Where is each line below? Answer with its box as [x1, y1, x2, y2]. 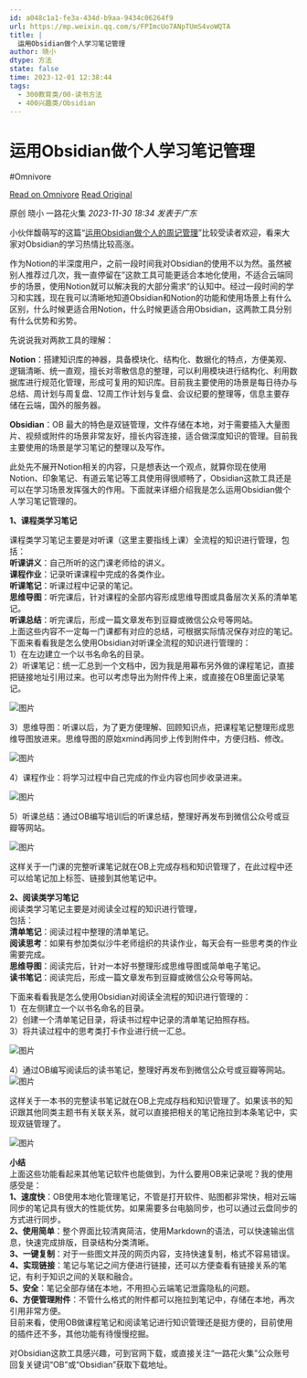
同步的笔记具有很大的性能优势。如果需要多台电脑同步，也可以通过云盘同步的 [9, 1203, 298, 1214]
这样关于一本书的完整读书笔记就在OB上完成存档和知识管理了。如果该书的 [9, 1096, 285, 1107]
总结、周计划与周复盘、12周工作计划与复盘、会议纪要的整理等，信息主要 [9, 388, 282, 399]
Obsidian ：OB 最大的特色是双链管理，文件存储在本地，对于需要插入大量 [9, 419, 282, 430]
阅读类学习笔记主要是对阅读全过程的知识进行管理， [9, 904, 202, 915]
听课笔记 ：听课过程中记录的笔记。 [9, 580, 138, 591]
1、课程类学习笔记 [9, 515, 78, 526]
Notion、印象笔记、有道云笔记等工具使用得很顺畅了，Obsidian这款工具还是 [9, 472, 292, 484]
